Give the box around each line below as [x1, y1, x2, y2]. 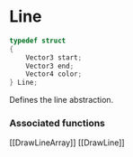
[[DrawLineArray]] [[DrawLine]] [9, 137, 125, 148]
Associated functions [9, 117, 106, 130]
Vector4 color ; [25, 69, 83, 78]
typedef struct [9, 36, 66, 45]
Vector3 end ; [25, 61, 75, 70]
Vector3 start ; [25, 52, 83, 62]
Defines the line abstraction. [9, 95, 114, 106]
